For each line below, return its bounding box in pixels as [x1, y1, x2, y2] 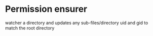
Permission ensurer [5, 3, 87, 15]
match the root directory [5, 25, 55, 31]
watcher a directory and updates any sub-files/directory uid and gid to [5, 20, 148, 26]
